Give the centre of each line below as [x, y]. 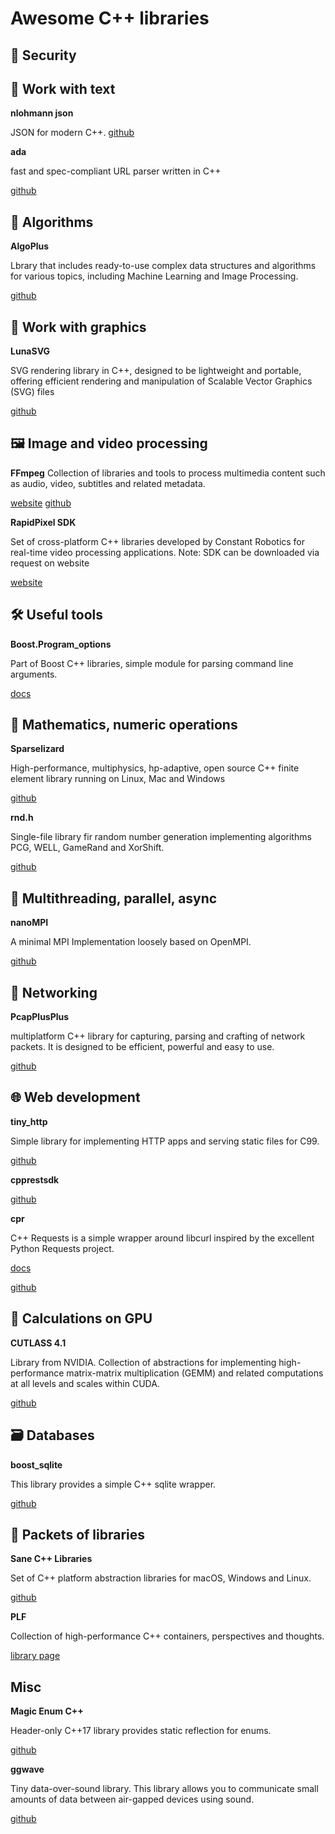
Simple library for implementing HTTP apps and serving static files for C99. [165, 1141]
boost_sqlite [36, 1464]
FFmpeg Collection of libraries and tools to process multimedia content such [168, 473]
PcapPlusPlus [40, 1017]
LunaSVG [30, 351]
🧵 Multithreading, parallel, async [114, 898]
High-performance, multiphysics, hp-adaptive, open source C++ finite [155, 768]
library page [35, 1656]
